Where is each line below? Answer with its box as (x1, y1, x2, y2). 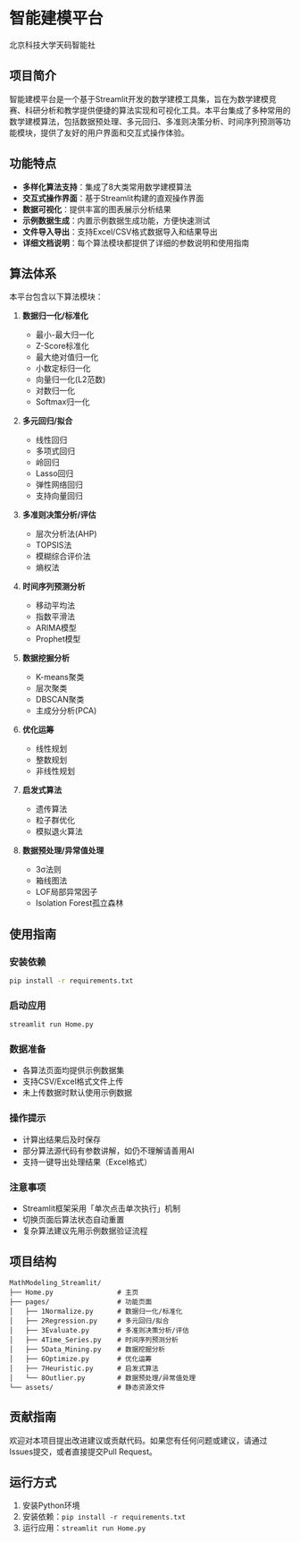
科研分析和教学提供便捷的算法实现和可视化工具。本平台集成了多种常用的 (24, 105, 291, 115)
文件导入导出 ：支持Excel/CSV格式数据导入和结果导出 (21, 226, 219, 237)
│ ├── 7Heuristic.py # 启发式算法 (9, 1364, 159, 1373)
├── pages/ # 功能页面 (9, 1297, 153, 1307)
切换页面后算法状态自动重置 (21, 1214, 125, 1224)
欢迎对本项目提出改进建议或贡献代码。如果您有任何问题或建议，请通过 (9, 1435, 268, 1445)
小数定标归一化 (35, 363, 91, 374)
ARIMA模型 (35, 623, 78, 634)
